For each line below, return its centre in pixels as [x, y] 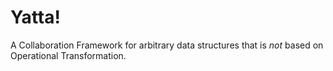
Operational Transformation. [68, 55]
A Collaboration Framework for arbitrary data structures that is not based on [167, 45]
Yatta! [35, 17]
